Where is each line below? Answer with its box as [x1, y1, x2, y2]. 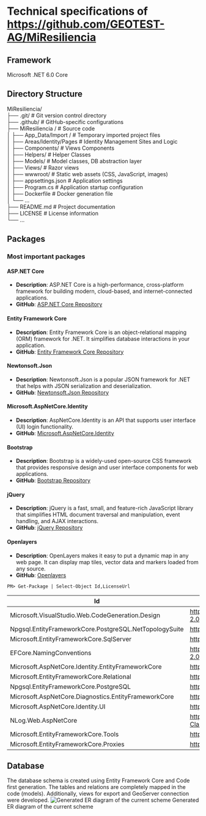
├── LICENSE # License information [7, 209, 99, 217]
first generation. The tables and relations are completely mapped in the [7, 783, 186, 791]
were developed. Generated [7, 796, 199, 804]
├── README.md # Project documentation [7, 203, 116, 210]
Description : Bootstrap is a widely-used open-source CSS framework [15, 457, 192, 465]
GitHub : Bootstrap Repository [15, 477, 91, 484]
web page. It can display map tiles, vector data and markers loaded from [15, 558, 199, 565]
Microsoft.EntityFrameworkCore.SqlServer [10, 634, 132, 643]
